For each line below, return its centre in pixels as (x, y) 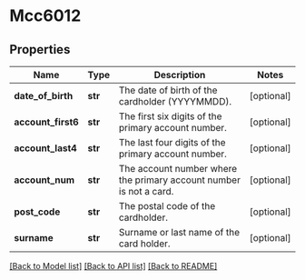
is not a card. (146, 191)
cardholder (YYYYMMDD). (175, 101)
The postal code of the (167, 206)
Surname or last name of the (179, 232)
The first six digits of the (170, 116)
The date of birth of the (168, 90)
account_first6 (46, 122)
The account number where (178, 169)
